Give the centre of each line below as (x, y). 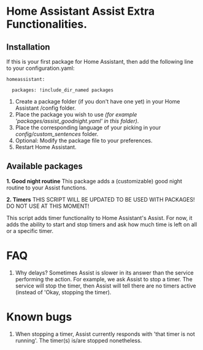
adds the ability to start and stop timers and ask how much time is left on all (102, 224)
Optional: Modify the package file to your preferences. (84, 140)
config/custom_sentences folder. (57, 134)
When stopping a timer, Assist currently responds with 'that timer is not (105, 334)
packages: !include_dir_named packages (63, 90)
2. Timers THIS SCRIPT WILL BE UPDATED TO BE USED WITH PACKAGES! (101, 199)
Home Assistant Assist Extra (81, 11)
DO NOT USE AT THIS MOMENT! (48, 206)
